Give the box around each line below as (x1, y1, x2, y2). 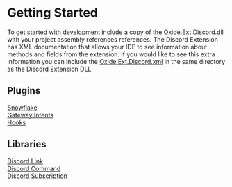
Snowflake (7, 103, 38, 112)
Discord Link (7, 156, 44, 165)
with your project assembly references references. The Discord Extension (7, 35, 219, 43)
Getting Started (7, 5, 99, 21)
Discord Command (7, 164, 61, 172)
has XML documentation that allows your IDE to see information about (7, 42, 208, 51)
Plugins (7, 85, 41, 97)
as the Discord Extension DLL (7, 65, 92, 73)
